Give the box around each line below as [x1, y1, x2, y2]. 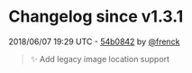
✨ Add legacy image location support [30, 53, 170, 64]
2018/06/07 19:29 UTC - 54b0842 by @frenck [8, 36, 180, 47]
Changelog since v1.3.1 [8, 6, 184, 27]
